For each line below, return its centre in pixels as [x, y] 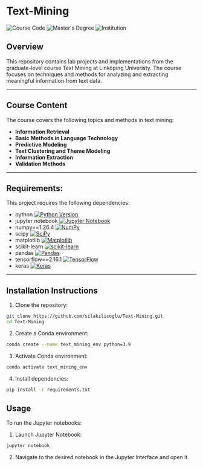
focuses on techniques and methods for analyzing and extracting [87, 74]
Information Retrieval [42, 132]
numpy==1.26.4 [34, 227]
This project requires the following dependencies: [68, 203]
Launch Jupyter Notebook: [48, 435]
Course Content [37, 105]
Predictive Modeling [41, 144]
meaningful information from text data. [54, 80]
